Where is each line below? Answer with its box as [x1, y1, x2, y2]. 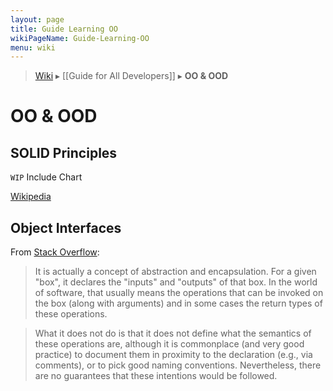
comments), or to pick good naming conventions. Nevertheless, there [34, 359, 322, 371]
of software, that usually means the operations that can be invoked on [34, 287, 324, 299]
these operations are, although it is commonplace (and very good [34, 338, 305, 350]
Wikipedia [10, 191, 52, 203]
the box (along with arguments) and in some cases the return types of [34, 297, 323, 310]
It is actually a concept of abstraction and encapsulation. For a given [34, 266, 317, 278]
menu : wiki [10, 42, 56, 53]
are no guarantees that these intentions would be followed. [34, 370, 278, 382]
